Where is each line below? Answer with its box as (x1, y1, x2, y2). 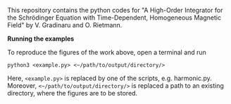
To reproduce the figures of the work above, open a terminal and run (7, 48, 206, 56)
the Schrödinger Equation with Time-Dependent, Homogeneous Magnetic (7, 13, 222, 22)
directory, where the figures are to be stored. (7, 89, 138, 97)
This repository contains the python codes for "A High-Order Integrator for (7, 6, 223, 14)
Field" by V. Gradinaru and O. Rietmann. (7, 21, 123, 29)
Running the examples (7, 34, 75, 43)
